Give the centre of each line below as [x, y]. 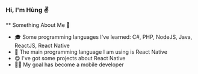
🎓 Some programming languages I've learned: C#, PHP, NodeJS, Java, [103, 37]
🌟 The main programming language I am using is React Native [91, 52]
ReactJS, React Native [42, 46]
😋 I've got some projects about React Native [70, 58]
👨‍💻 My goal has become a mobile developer [69, 64]
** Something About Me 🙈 [38, 25]
